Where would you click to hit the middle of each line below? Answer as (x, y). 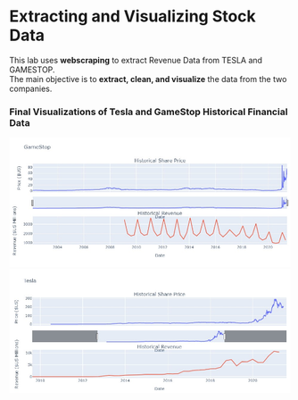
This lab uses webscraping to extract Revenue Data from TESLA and (136, 60)
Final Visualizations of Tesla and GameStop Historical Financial (149, 112)
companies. (31, 88)
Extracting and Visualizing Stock (132, 17)
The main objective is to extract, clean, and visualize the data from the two (148, 79)
